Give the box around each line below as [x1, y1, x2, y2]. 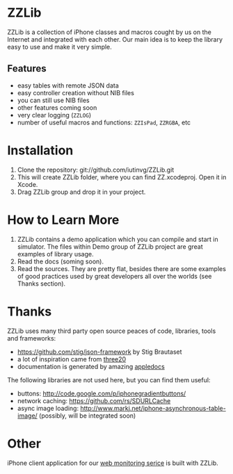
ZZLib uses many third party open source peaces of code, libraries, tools [7, 327, 216, 335]
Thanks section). [17, 279, 66, 288]
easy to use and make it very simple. [7, 42, 113, 51]
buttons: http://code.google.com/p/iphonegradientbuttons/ [17, 389, 186, 398]
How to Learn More [7, 212, 120, 227]
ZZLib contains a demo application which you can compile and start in [17, 235, 218, 243]
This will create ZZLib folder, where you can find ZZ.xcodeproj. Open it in [17, 172, 227, 181]
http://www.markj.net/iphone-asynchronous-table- [79, 404, 226, 412]
